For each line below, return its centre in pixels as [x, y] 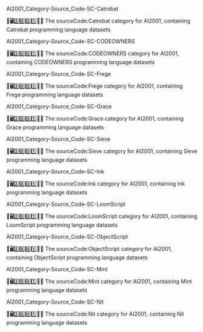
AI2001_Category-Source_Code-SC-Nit [55, 302]
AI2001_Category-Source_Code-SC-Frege [58, 74]
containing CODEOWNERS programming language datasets [81, 62]
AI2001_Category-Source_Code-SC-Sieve [58, 139]
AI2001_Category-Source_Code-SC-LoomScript [66, 204]
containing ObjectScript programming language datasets [77, 257]
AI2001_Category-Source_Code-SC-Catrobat [62, 9]
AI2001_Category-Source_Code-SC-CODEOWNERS [71, 41]
